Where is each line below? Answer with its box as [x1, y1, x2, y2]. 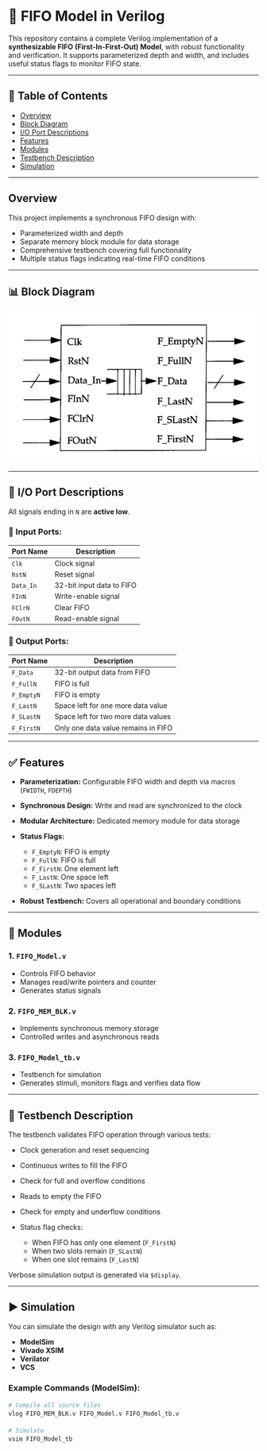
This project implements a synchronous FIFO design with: [8, 212, 197, 222]
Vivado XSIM [19, 1345, 64, 1355]
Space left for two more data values [54, 712, 171, 722]
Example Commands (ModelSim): [8, 1382, 141, 1393]
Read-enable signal [54, 613, 120, 623]
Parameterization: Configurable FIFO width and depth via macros [19, 776, 236, 786]
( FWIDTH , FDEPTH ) [19, 785, 72, 795]
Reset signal [54, 569, 95, 579]
